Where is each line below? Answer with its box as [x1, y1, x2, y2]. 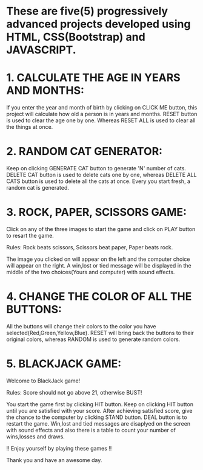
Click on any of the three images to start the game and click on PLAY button [6, 226, 196, 232]
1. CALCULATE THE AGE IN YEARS [6, 71, 181, 85]
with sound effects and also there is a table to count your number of [6, 426, 176, 434]
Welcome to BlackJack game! [6, 377, 81, 384]
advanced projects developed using [6, 17, 191, 31]
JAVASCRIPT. [6, 43, 77, 57]
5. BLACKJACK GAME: [6, 357, 122, 371]
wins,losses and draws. [6, 433, 65, 440]
